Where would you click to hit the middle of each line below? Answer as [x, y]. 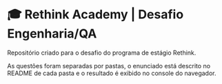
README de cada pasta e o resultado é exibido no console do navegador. [112, 73]
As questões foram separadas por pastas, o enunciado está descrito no [109, 66]
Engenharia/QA [52, 34]
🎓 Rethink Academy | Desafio [95, 15]
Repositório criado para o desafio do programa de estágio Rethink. [102, 53]
